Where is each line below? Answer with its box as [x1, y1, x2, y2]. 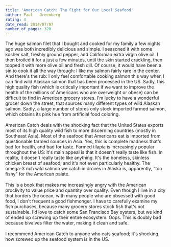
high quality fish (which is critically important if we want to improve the [5, 84, 154, 90]
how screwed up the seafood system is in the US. [5, 236, 110, 242]
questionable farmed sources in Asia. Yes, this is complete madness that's [5, 139, 162, 145]
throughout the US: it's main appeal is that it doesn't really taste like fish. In [5, 149, 163, 155]
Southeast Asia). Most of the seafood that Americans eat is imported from [5, 133, 161, 139]
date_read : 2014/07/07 [5, 21, 54, 27]
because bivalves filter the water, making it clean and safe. [5, 220, 129, 226]
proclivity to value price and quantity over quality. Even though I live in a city [5, 187, 166, 193]
